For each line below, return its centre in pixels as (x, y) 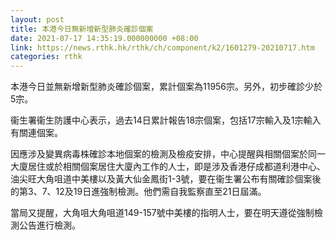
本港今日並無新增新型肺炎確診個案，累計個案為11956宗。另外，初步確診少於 (166, 87)
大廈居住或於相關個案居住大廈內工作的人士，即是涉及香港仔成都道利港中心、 (168, 167)
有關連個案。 (36, 133)
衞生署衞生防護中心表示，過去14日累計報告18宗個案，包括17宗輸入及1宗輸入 (166, 120)
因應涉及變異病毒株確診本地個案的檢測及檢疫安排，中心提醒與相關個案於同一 (168, 154)
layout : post (37, 19)
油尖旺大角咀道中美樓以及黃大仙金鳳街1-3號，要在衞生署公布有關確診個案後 (166, 179)
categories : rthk (46, 57)
